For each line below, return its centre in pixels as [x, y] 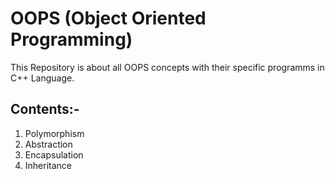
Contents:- [45, 109]
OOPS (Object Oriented [108, 18]
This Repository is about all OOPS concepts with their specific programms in [167, 67]
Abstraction [48, 144]
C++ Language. [42, 78]
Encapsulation [54, 154]
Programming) [71, 39]
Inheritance [48, 165]
